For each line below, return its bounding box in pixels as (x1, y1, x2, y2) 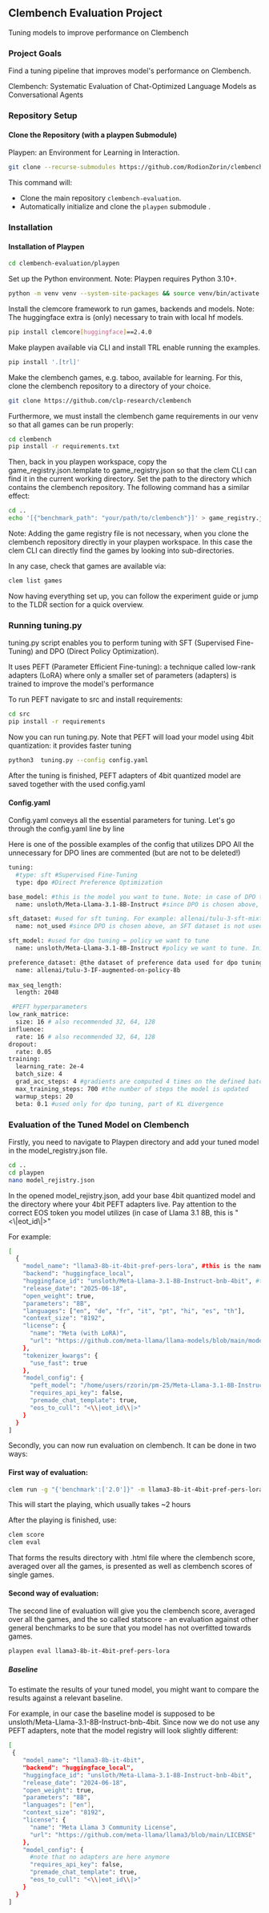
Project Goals (8, 47, 62, 59)
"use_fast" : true (29, 1359, 88, 1367)
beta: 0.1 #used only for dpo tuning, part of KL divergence (15, 1100, 224, 1108)
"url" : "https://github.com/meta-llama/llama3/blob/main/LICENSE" (29, 1830, 256, 1839)
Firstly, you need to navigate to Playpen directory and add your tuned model (8, 1137, 259, 1146)
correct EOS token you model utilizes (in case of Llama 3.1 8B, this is (8, 1207, 234, 1218)
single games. (8, 1570, 54, 1579)
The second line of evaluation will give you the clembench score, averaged (8, 1606, 255, 1615)
